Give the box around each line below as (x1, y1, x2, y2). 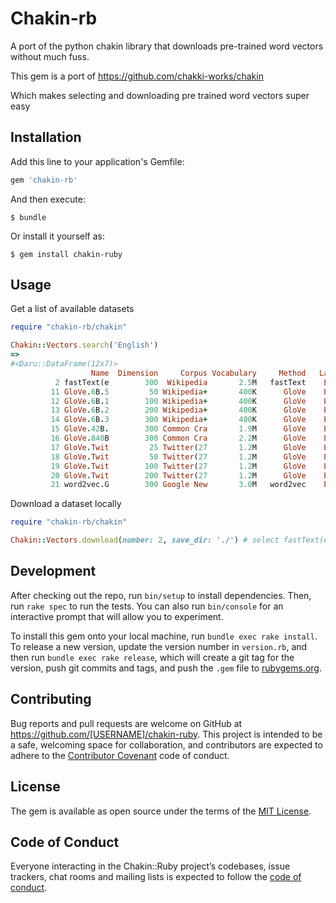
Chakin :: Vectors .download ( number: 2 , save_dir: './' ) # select (10, 535, 280, 546)
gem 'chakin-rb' (10, 175, 78, 185)
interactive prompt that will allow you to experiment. (10, 610, 224, 622)
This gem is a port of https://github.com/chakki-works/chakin (10, 70, 264, 82)
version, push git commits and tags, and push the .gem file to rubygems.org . (10, 662, 323, 674)
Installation (10, 129, 82, 146)
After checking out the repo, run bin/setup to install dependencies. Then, (10, 589, 312, 601)
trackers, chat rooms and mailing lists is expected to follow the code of (10, 871, 302, 883)
